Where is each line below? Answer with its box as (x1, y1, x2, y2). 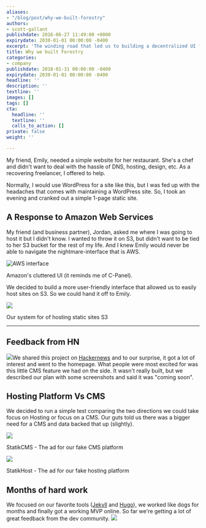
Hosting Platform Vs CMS (6, 391, 105, 401)
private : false (6, 129, 45, 135)
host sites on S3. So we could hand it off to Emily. (6, 290, 131, 297)
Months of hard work (6, 485, 88, 495)
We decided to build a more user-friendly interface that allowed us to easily (6, 283, 197, 291)
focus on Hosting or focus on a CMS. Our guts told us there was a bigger (6, 414, 191, 421)
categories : (6, 55, 37, 61)
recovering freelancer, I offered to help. (6, 169, 105, 176)
